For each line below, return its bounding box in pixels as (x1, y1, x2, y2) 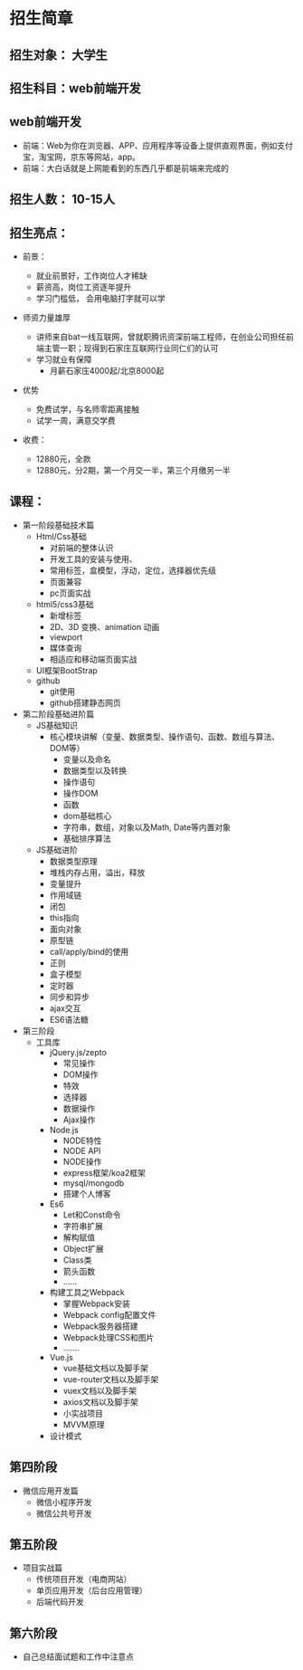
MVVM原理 (62, 1418, 106, 1430)
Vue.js (49, 1351, 74, 1362)
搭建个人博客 (62, 1188, 111, 1199)
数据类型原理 (49, 855, 98, 866)
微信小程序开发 (35, 1496, 92, 1507)
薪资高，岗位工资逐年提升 (35, 282, 132, 292)
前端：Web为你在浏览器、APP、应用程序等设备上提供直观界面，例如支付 (22, 139, 294, 150)
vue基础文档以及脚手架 (62, 1362, 149, 1373)
